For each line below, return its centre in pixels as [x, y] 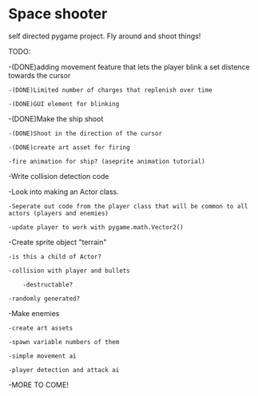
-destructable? [48, 284]
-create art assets [41, 328]
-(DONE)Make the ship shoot [56, 119]
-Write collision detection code [59, 176]
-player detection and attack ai [64, 370]
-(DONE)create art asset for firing [69, 147]
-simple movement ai [43, 356]
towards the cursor [40, 75]
